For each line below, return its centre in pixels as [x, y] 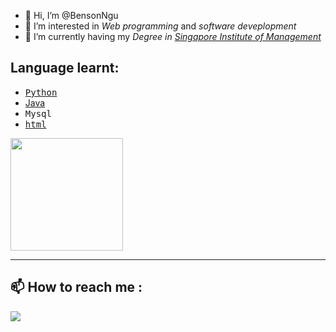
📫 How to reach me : [76, 287]
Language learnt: [65, 68]
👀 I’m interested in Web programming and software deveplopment [160, 26]
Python [41, 92]
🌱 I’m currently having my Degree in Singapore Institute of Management [173, 36]
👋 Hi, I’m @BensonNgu [71, 15]
